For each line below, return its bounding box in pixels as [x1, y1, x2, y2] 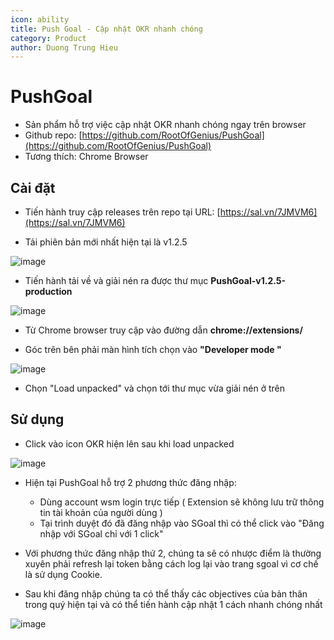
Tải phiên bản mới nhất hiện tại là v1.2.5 [24, 236, 188, 248]
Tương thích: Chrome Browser [24, 151, 149, 163]
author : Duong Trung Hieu [10, 42, 118, 53]
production [24, 286, 73, 297]
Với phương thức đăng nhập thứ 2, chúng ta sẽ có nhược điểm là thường [24, 547, 322, 559]
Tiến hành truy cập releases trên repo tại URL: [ [24, 206, 221, 218]
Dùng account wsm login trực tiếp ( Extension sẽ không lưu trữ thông [39, 496, 325, 508]
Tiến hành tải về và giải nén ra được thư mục [24, 275, 209, 286]
